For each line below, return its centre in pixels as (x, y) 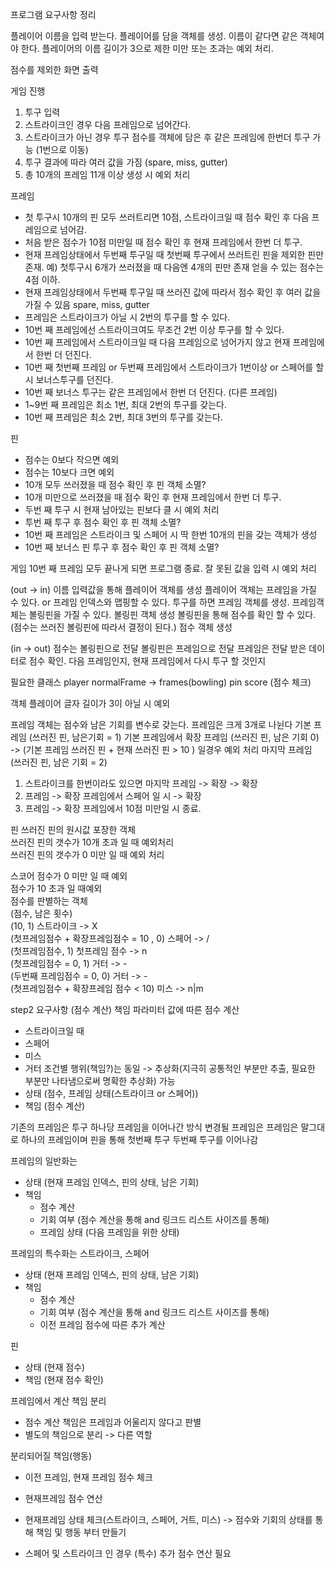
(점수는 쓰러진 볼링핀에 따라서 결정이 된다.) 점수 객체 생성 (121, 627)
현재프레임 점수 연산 (63, 1498)
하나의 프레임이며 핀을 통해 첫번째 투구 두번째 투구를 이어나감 (139, 1139)
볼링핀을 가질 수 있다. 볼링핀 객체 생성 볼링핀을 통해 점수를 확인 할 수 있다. (172, 614)
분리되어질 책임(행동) (51, 1456)
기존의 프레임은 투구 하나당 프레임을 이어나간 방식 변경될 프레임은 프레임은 (154, 1127)
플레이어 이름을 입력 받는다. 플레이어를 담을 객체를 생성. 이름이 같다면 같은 (154, 36)
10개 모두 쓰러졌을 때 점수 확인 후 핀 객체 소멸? (115, 484)
